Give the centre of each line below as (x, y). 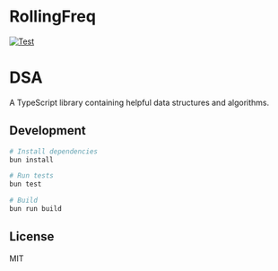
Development (48, 131)
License (32, 236)
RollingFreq (53, 17)
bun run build (36, 209)
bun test (26, 184)
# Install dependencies (54, 151)
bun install (31, 160)
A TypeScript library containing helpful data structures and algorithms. (139, 102)
